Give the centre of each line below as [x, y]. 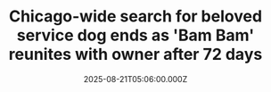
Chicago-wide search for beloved [135, 17]
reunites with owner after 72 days [135, 54]
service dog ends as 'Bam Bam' [135, 35]
